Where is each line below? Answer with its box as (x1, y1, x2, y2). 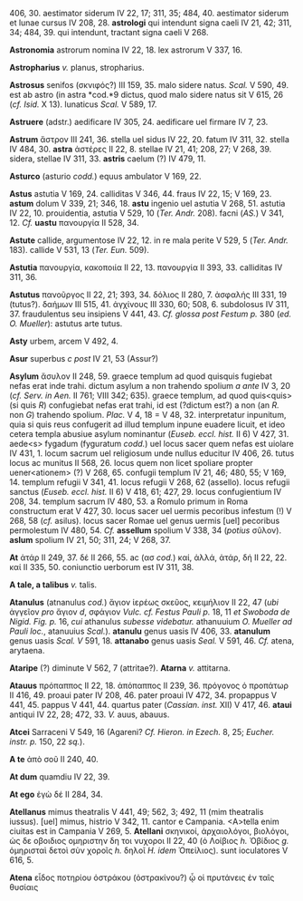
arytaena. (9, 645, 45, 655)
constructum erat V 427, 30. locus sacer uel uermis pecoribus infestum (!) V (9, 506, 292, 516)
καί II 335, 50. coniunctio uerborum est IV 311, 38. (9, 562, 194, 572)
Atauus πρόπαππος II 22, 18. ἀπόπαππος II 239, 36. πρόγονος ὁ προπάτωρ (9, 680, 289, 691)
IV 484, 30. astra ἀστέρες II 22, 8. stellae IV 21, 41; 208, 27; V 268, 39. (9, 144, 272, 154)
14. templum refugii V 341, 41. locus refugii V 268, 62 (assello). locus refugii (9, 477, 290, 488)
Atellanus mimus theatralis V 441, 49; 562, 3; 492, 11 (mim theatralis (9, 807, 264, 817)
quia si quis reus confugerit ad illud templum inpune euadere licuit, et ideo (9, 419, 286, 430)
